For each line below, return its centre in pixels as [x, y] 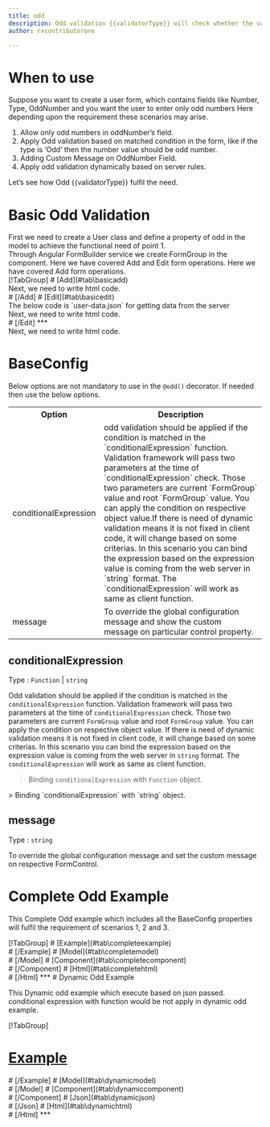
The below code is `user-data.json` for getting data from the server [119, 306]
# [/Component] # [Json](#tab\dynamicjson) [82, 1097]
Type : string [31, 840]
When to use [51, 78]
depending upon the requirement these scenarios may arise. [108, 117]
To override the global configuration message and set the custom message [133, 855]
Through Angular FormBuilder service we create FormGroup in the [118, 254]
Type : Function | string [48, 680]
